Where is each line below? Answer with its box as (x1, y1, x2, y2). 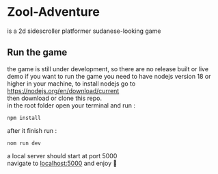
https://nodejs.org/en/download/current (7, 86, 120, 95)
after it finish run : (7, 126, 57, 134)
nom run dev (7, 140, 41, 147)
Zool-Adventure (7, 4, 100, 20)
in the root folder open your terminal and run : (7, 101, 135, 110)
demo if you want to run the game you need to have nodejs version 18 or (7, 72, 211, 80)
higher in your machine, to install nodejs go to (7, 79, 136, 88)
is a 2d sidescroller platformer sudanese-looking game (7, 27, 161, 35)
